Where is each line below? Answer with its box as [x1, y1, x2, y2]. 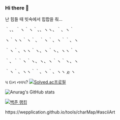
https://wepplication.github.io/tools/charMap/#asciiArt [5, 109, 116, 115]
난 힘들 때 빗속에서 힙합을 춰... [5, 16, 63, 22]
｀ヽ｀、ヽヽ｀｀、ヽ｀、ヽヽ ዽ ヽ [5, 69, 76, 75]
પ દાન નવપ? [5, 79, 29, 85]
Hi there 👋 [5, 4, 30, 11]
